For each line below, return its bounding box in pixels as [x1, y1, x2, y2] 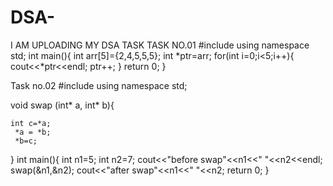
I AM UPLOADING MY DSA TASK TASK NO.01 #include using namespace [10, 39, 310, 51]
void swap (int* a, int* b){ [10, 99, 115, 111]
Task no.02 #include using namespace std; [10, 79, 188, 91]
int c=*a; [10, 118, 52, 128]
